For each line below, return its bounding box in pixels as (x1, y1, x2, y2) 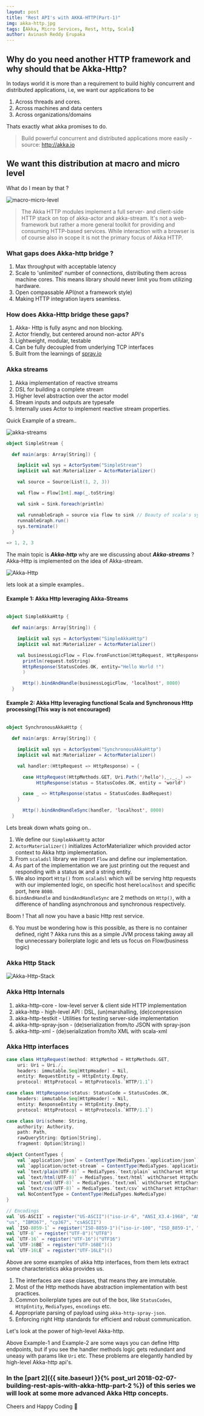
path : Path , (17, 1129, 47, 1135)
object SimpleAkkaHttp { (6, 614, 69, 620)
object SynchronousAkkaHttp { (6, 724, 83, 731)
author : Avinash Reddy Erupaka (6, 32, 86, 38)
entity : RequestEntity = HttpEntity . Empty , (17, 1073, 129, 1079)
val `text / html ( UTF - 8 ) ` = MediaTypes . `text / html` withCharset (17, 1174, 178, 1180)
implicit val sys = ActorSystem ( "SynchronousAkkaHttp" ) (17, 746, 162, 752)
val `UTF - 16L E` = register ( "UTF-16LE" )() (6, 1247, 113, 1254)
